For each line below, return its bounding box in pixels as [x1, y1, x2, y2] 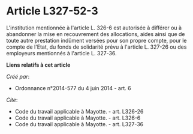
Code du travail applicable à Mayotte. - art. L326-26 [14, 108, 144, 115]
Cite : [6, 96, 18, 103]
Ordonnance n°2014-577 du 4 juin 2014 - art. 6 [14, 84, 131, 91]
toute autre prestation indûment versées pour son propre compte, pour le [6, 37, 187, 44]
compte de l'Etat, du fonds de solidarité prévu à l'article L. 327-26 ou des [6, 43, 187, 50]
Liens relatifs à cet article [6, 61, 71, 69]
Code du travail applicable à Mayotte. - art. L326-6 [14, 114, 141, 121]
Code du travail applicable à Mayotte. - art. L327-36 [14, 120, 144, 127]
